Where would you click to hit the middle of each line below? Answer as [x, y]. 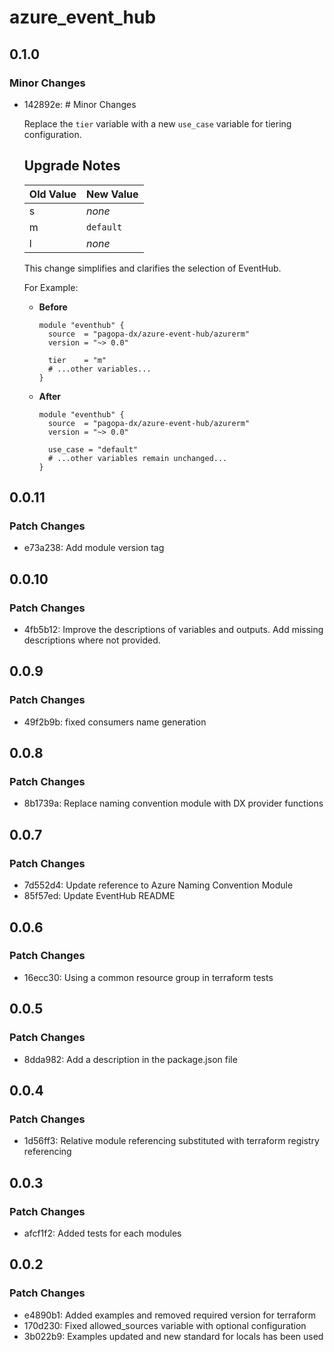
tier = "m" [77, 360]
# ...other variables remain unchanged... [137, 458]
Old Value [52, 194]
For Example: [51, 287]
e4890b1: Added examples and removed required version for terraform [170, 1315]
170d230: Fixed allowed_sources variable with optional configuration [165, 1325]
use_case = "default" [93, 449]
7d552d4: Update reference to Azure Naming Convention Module [158, 885]
